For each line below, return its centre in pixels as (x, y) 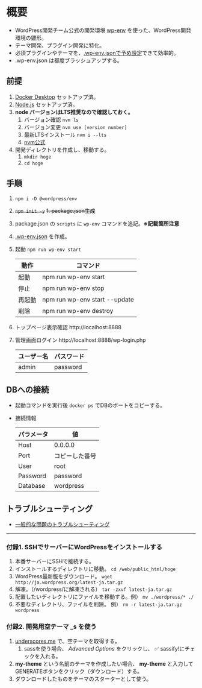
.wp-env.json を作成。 (42, 236)
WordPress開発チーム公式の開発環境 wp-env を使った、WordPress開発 (103, 30)
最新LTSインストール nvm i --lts (65, 134)
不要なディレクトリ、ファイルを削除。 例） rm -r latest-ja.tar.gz (98, 604)
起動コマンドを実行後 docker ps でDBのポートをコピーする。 (90, 405)
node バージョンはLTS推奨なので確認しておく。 (74, 112)
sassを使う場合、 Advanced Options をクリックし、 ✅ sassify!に (104, 648)
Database (32, 486)
